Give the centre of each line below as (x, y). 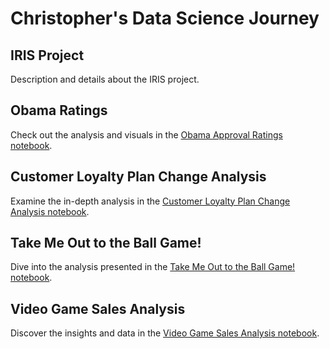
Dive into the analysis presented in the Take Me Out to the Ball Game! (153, 267)
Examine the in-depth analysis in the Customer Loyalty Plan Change (150, 201)
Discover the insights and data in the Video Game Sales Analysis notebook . (165, 333)
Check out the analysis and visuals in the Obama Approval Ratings (146, 134)
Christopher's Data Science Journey (165, 18)
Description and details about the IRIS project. (105, 79)
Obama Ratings (59, 110)
